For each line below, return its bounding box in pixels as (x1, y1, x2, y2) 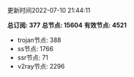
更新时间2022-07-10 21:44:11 (7, 6, 91, 14)
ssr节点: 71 (17, 53, 49, 62)
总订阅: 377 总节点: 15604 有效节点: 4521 (7, 21, 127, 29)
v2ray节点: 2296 (17, 62, 65, 70)
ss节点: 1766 (17, 45, 54, 52)
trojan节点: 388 (17, 36, 61, 44)
